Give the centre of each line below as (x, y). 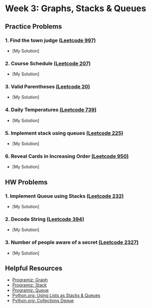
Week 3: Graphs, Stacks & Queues (76, 9)
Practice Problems (34, 27)
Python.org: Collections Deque (43, 301)
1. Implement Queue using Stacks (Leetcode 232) (65, 196)
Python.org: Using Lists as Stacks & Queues (56, 295)
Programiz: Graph (30, 280)
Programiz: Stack (29, 285)
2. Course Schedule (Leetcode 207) (48, 63)
